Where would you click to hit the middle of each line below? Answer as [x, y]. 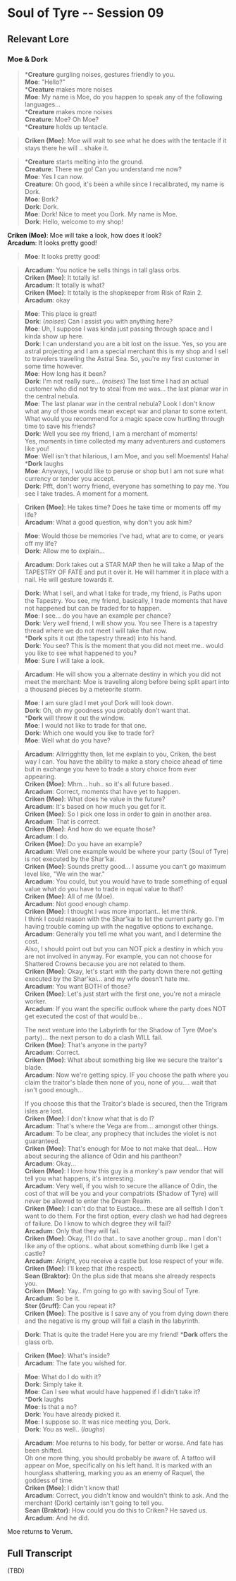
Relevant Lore [38, 39]
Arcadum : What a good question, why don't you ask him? [108, 522]
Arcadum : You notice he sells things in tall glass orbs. [103, 270]
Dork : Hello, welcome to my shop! [74, 221]
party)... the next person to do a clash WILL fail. [94, 1037]
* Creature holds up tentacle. [66, 127]
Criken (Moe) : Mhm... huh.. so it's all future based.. [99, 783]
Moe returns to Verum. [40, 1531]
